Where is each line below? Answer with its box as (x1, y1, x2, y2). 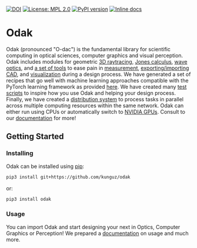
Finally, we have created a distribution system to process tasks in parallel (6, 95, 184, 102)
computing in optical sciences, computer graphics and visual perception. (6, 52, 183, 59)
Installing (6, 149, 34, 157)
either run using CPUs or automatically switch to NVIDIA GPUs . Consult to (6, 108, 186, 115)
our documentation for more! (6, 114, 77, 121)
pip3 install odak (6, 196, 51, 202)
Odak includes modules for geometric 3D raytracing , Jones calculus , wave (6, 58, 188, 65)
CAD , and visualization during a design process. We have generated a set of (6, 71, 191, 78)
